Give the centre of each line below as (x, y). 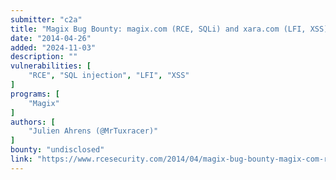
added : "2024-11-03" (53, 47)
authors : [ (33, 122)
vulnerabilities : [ (51, 66)
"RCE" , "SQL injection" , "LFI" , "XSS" (109, 76)
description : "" (44, 57)
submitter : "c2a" (46, 19)
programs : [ (35, 94)
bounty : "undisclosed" (57, 150)
